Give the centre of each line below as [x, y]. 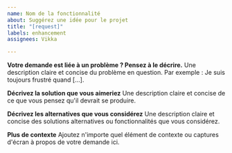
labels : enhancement [37, 33]
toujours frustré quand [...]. [46, 80]
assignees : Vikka [32, 39]
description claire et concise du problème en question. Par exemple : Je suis [116, 73]
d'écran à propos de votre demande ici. [63, 142]
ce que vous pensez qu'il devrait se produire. [72, 100]
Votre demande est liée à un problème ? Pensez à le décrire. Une [101, 65]
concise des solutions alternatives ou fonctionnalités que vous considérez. [114, 121]
